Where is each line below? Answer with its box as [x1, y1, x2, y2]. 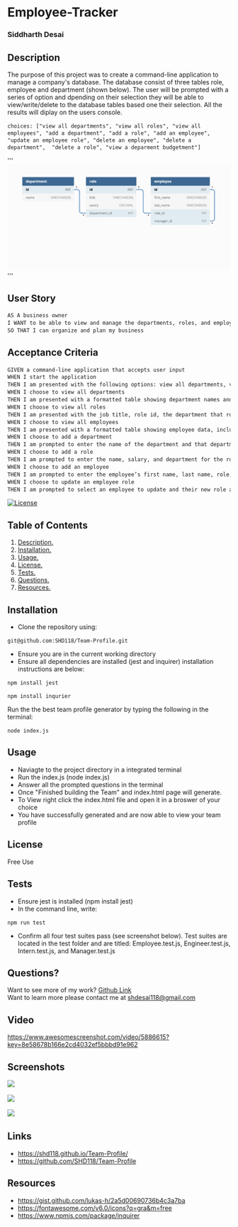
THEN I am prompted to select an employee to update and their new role [7, 486, 227, 493]
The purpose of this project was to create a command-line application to [7, 70, 219, 79]
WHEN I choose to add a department [7, 433, 113, 440]
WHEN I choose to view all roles [7, 404, 106, 411]
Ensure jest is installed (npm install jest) [17, 896, 133, 905]
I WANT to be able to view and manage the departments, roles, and [7, 320, 211, 327]
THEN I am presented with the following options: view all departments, [7, 381, 227, 389]
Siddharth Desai [7, 30, 64, 40]
